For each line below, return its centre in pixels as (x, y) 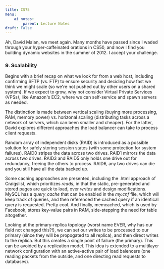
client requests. (21, 133)
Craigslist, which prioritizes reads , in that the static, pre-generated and (77, 184)
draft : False (19, 28)
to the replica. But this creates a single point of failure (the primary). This (79, 241)
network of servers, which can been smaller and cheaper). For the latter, (79, 123)
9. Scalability (21, 66)
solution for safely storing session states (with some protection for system (81, 148)
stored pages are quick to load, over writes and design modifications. (76, 189)
